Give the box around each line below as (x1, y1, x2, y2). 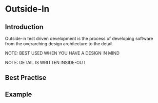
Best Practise (5, 74, 46, 82)
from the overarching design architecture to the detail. (5, 41, 114, 47)
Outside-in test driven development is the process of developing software (5, 35, 154, 41)
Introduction (5, 23, 44, 31)
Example (5, 90, 32, 98)
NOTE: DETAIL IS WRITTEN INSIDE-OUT (5, 60, 86, 65)
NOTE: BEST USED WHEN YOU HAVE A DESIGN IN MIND (5, 50, 119, 56)
